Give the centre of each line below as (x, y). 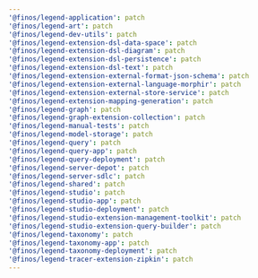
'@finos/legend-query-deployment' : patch (87, 159)
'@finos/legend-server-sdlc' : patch (77, 176)
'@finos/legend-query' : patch (65, 143)
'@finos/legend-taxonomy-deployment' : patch (93, 251)
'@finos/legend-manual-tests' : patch (79, 126)
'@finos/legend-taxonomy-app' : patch (79, 243)
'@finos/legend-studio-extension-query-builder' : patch (115, 226)
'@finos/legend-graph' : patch (65, 109)
